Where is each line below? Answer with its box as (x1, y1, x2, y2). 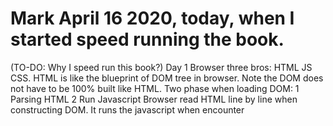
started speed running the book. (10, 28, 285, 51)
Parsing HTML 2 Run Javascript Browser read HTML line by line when (10, 93, 298, 105)
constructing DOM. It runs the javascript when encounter (10, 103, 245, 116)
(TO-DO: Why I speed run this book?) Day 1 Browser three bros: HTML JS (10, 61, 313, 73)
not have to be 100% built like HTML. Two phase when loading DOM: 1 (10, 82, 300, 94)
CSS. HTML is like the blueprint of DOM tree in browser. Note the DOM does (10, 72, 324, 84)
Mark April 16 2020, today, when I (10, 7, 295, 30)
